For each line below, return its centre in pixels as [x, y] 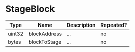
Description [81, 25]
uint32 [16, 34]
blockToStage [45, 42]
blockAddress [45, 34]
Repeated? [114, 25]
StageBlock [30, 9]
